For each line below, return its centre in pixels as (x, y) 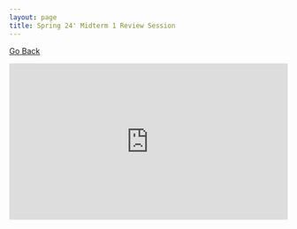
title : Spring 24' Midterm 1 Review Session (92, 26)
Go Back (25, 50)
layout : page (33, 17)
